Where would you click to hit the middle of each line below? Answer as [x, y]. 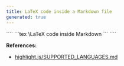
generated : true [26, 17]
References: [22, 45]
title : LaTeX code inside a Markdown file [59, 11]
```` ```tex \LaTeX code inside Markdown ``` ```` [61, 34]
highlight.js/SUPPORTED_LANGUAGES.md [66, 57]
